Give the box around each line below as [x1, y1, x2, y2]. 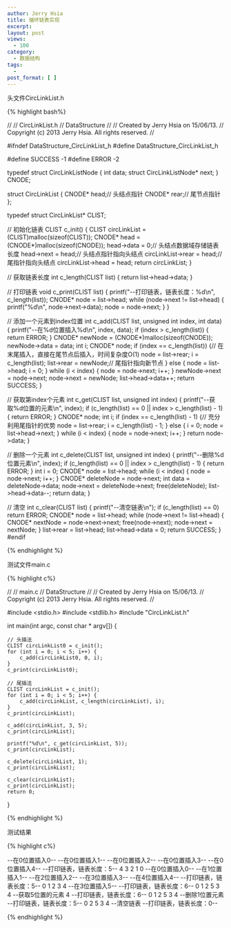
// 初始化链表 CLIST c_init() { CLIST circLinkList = [7, 225, 147, 234]
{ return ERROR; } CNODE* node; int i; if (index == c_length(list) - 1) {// [7, 413, 207, 421]
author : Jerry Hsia [7, 10, 63, 17]
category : [7, 49, 36, 56]
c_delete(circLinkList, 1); [7, 758, 88, 765]
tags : [7, 61, 23, 68]
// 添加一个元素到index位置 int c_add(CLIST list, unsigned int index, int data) [7, 317, 222, 325]
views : [7, 36, 26, 43]
